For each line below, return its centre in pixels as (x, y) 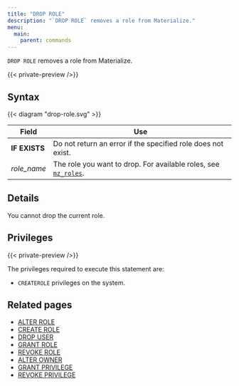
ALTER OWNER (40, 360)
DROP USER (36, 337)
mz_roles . (69, 173)
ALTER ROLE (36, 322)
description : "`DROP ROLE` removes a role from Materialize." (101, 21)
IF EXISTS (28, 148)
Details (23, 198)
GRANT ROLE (38, 345)
